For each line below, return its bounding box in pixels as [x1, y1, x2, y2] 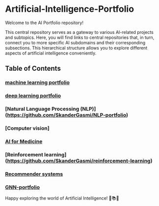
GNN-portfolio [5, 183, 40, 190]
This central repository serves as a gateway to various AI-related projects [5, 29, 154, 35]
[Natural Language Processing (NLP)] [5, 106, 96, 113]
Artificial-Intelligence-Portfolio [5, 3, 134, 15]
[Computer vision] [5, 125, 50, 132]
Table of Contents [5, 64, 61, 73]
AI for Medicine [5, 138, 43, 145]
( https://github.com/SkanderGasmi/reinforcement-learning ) [5, 157, 153, 164]
